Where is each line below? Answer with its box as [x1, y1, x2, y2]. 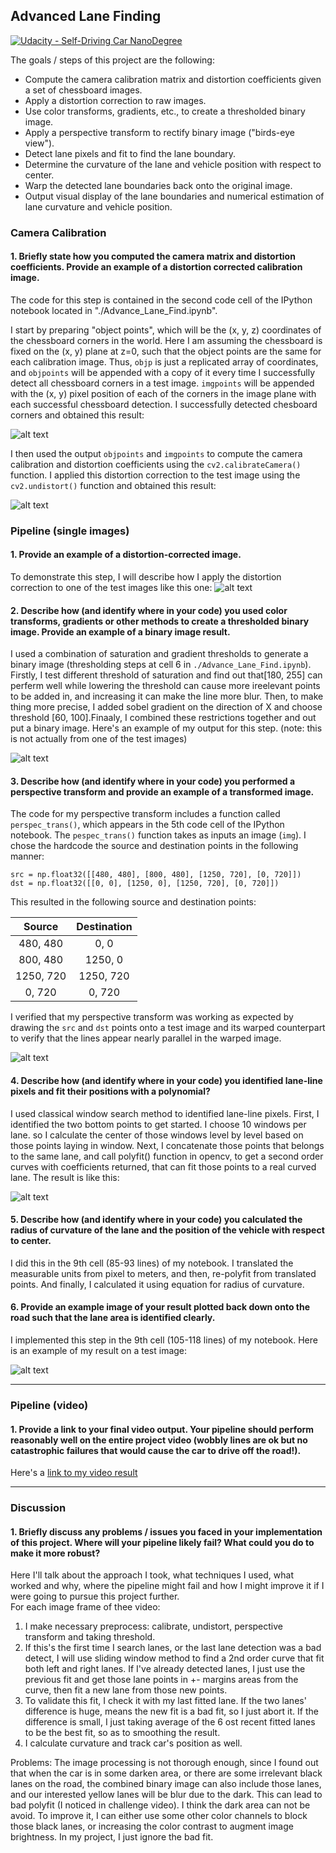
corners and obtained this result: [10, 409, 145, 421]
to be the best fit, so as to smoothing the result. [24, 1727, 221, 1739]
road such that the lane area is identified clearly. [10, 1312, 216, 1324]
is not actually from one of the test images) [10, 733, 188, 745]
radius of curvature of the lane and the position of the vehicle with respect [10, 1224, 325, 1236]
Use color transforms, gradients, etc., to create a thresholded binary [24, 105, 306, 117]
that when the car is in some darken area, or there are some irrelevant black [10, 1767, 323, 1779]
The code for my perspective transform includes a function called [10, 808, 281, 820]
